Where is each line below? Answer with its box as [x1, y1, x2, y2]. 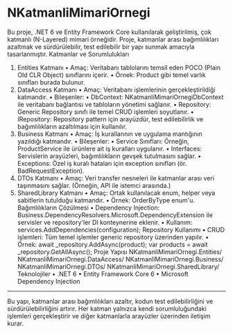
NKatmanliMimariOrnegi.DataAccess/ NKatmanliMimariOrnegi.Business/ [17, 255, 224, 263]
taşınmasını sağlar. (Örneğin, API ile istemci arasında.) [17, 181, 171, 189]
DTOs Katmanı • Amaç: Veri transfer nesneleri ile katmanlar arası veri [17, 173, 215, 182]
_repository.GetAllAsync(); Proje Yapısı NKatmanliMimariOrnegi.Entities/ [17, 248, 223, 256]
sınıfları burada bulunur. [17, 78, 85, 86]
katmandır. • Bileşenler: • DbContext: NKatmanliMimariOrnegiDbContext [17, 92, 224, 101]
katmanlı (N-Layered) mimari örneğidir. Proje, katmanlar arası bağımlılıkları [7, 35, 219, 43]
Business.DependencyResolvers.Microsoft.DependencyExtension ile [17, 210, 213, 219]
